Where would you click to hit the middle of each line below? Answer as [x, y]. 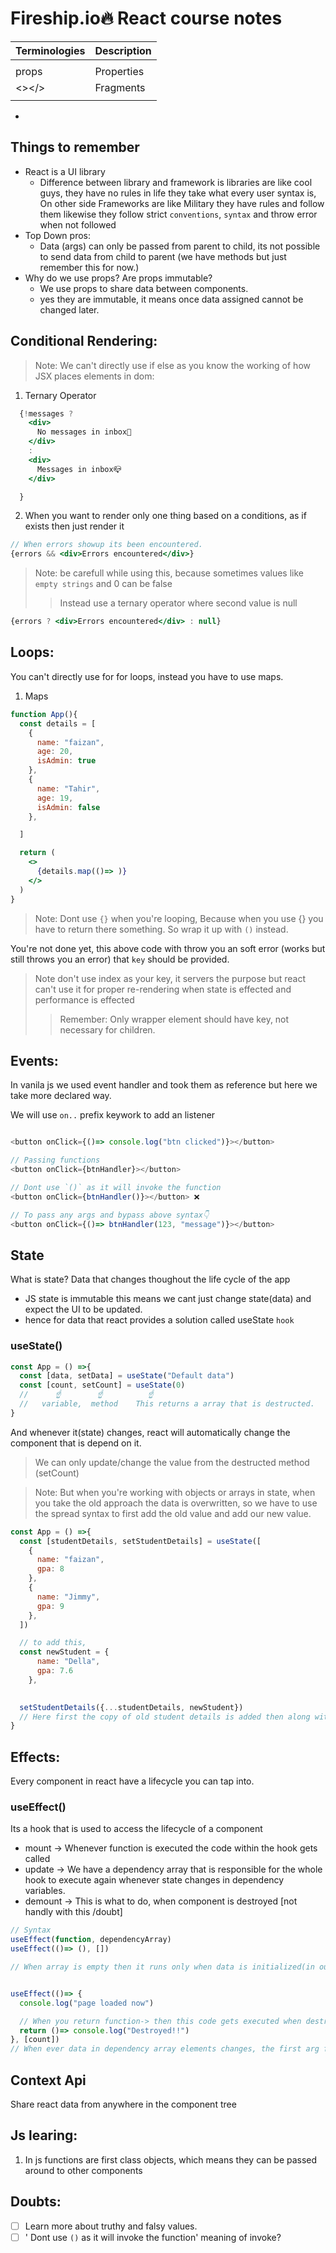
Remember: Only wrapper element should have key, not [174, 1019]
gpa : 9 [50, 1606]
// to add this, [53, 1643]
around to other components [83, 2170]
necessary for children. [107, 1029]
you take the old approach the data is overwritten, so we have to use [176, 1503]
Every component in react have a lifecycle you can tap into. [132, 1781]
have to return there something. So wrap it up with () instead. [161, 929]
